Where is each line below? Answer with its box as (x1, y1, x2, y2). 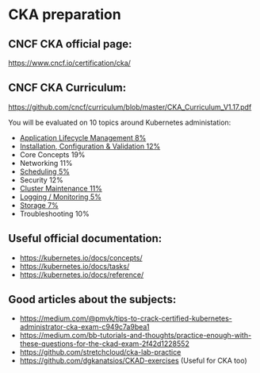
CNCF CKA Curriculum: (8, 81, 127, 94)
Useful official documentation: (8, 232, 162, 245)
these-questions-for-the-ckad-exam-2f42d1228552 (19, 339, 190, 348)
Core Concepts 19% (19, 149, 86, 160)
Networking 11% (19, 158, 73, 167)
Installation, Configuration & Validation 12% (19, 141, 161, 151)
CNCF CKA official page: (8, 37, 132, 51)
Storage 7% (19, 200, 59, 210)
